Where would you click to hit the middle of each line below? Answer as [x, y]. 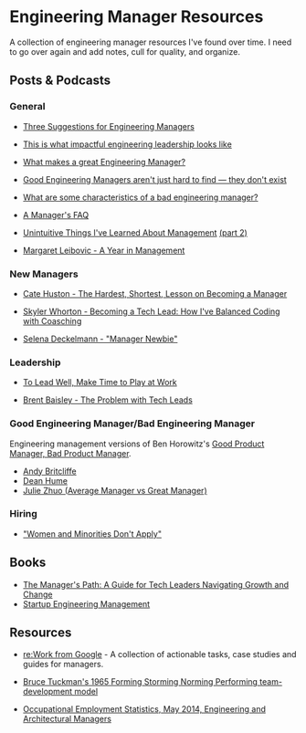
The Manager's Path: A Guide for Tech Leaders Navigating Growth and [156, 584]
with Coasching [52, 320]
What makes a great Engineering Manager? [104, 162]
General [27, 107]
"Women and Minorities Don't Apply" [92, 534]
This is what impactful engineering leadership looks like [127, 144]
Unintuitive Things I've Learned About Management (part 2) [135, 232]
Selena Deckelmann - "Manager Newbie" [100, 339]
